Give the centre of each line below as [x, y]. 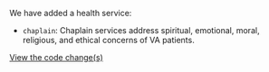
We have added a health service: [71, 13]
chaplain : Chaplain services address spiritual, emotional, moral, [141, 30]
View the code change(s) [57, 57]
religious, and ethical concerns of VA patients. [108, 40]
